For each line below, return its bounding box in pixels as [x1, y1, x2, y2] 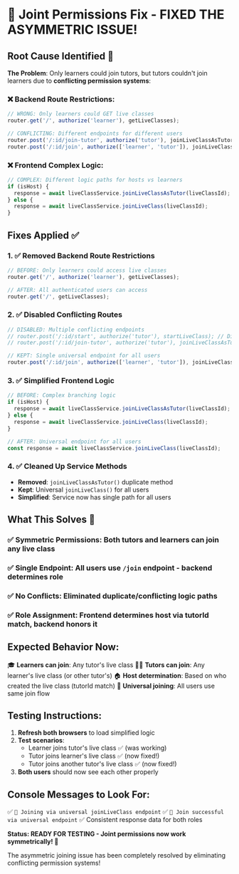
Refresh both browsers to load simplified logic [17, 728, 155, 737]
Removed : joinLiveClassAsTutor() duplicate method [17, 477, 173, 486]
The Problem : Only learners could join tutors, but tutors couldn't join [7, 69, 208, 77]
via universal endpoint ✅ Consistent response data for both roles [7, 815, 203, 824]
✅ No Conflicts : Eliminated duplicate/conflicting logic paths [7, 591, 218, 601]
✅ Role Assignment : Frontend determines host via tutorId [7, 610, 210, 620]
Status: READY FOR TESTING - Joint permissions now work [7, 830, 186, 838]
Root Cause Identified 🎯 [7, 50, 114, 62]
